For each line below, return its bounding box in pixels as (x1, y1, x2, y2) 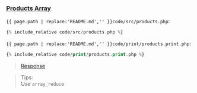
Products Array (6, 4, 52, 13)
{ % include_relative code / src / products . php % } (6, 29, 123, 35)
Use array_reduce (20, 80, 64, 88)
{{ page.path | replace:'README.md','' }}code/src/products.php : (6, 18, 170, 25)
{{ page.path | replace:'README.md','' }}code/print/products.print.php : (6, 40, 192, 47)
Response (20, 63, 46, 70)
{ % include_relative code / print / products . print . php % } (6, 52, 145, 58)
